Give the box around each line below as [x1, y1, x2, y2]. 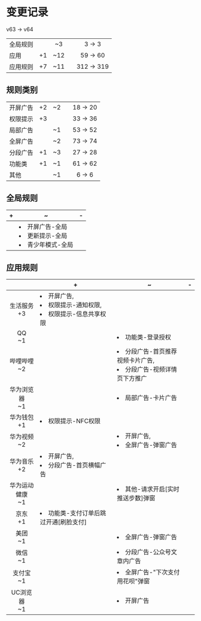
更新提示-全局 [27, 231, 68, 240]
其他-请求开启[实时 [125, 485, 179, 493]
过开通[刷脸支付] [39, 518, 87, 526]
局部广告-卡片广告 [125, 393, 178, 402]
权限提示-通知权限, [48, 301, 102, 309]
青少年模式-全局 [27, 240, 74, 249]
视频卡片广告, [117, 356, 155, 365]
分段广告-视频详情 [125, 365, 178, 374]
